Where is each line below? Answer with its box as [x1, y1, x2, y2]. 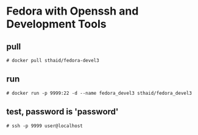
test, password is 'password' [6, 106, 119, 117]
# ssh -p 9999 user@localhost [6, 123, 83, 129]
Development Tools [6, 17, 107, 31]
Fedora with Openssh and [6, 4, 139, 18]
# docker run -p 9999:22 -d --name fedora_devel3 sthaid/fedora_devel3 [6, 90, 192, 96]
